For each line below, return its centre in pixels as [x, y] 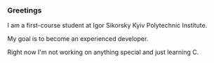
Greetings [25, 10]
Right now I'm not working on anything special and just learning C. [103, 52]
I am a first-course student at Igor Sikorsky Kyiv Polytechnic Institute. [107, 26]
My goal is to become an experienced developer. [78, 39]
